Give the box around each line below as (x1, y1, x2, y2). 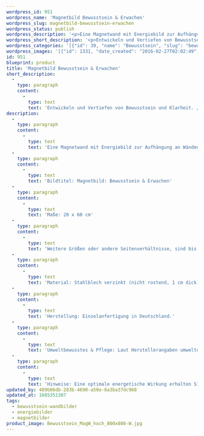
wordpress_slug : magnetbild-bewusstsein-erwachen (6, 20, 135, 26)
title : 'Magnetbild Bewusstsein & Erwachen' (6, 65, 121, 72)
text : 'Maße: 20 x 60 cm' (28, 212, 94, 218)
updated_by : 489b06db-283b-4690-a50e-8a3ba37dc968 (6, 386, 137, 393)
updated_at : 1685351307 (6, 392, 67, 398)
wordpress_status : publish (6, 25, 75, 32)
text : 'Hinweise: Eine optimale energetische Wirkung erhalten (28, 381, 191, 387)
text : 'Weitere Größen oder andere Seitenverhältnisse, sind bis (28, 246, 197, 252)
